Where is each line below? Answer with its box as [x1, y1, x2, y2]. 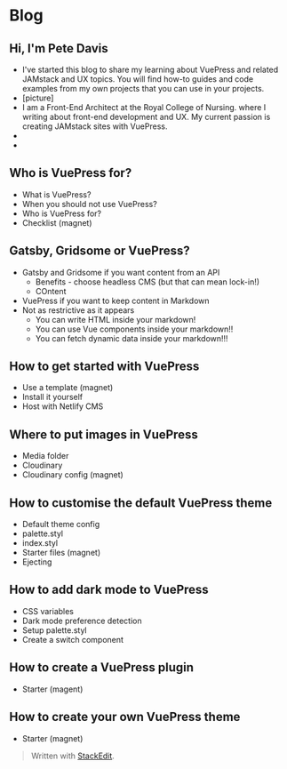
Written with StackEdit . [30, 750, 116, 761]
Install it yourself [21, 392, 84, 403]
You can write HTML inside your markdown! [35, 314, 196, 324]
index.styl [21, 538, 59, 549]
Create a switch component [21, 634, 124, 645]
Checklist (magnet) [21, 217, 92, 228]
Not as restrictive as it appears [21, 304, 135, 316]
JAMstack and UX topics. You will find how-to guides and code [21, 74, 254, 84]
